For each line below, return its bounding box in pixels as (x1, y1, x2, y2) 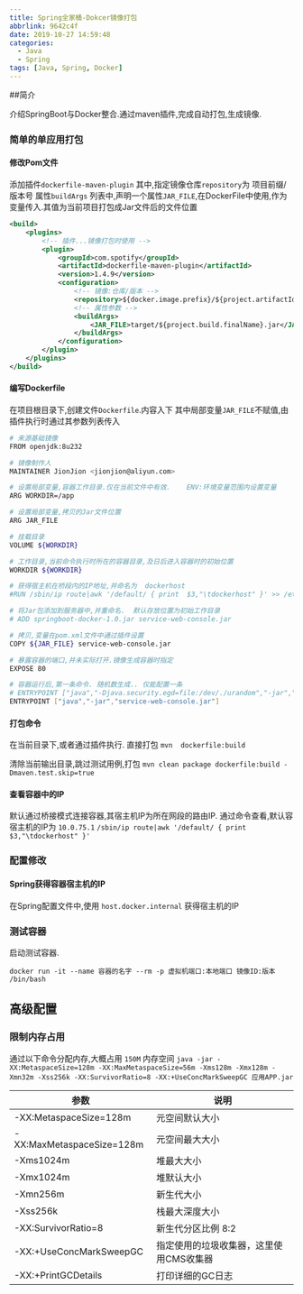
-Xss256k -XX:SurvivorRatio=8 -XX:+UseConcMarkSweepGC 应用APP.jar (37, 1072, 294, 1082)
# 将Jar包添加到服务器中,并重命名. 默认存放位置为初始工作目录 (9, 606, 221, 616)
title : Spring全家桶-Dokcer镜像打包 (9, 13, 138, 23)
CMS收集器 (165, 1253, 214, 1265)
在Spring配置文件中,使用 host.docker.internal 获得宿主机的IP (9, 900, 240, 911)
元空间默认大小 (156, 1111, 220, 1124)
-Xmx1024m (14, 1170, 70, 1183)
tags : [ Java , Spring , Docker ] (9, 64, 124, 73)
